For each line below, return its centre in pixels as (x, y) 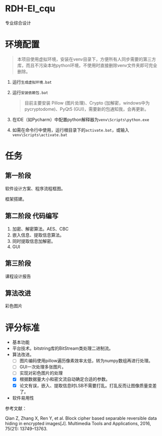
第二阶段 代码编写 (32, 216)
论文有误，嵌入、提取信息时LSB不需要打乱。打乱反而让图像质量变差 (88, 385)
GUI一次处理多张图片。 (43, 367)
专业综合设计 (18, 23)
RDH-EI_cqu (30, 9)
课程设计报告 (18, 276)
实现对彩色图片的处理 (41, 373)
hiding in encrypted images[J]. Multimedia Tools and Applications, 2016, (78, 423)
